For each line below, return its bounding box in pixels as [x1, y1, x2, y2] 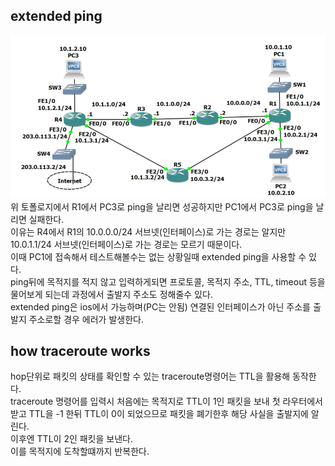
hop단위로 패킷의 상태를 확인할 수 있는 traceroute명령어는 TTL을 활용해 [10, 370, 291, 383]
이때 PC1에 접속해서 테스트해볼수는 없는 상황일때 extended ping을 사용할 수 [10, 250, 307, 263]
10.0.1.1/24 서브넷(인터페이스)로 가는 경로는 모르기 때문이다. [10, 238, 243, 250]
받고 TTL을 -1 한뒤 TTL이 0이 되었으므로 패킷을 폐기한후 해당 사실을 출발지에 [10, 408, 309, 420]
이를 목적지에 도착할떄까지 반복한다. [10, 445, 150, 458]
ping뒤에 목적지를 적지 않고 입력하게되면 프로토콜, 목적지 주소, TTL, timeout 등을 [10, 275, 326, 288]
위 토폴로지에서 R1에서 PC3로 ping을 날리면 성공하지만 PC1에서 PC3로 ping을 [10, 200, 314, 213]
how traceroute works [10, 343, 151, 360]
